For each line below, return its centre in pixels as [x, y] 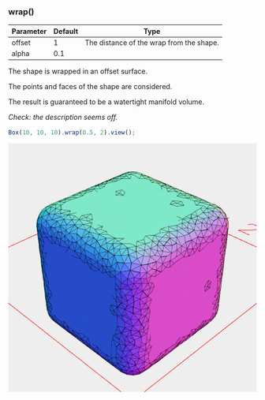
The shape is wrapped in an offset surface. [78, 71]
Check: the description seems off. [63, 117]
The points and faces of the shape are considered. [90, 86]
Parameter [29, 31]
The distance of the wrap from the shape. [152, 43]
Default [66, 31]
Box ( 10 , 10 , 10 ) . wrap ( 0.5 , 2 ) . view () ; [72, 133]
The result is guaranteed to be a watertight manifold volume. [106, 102]
